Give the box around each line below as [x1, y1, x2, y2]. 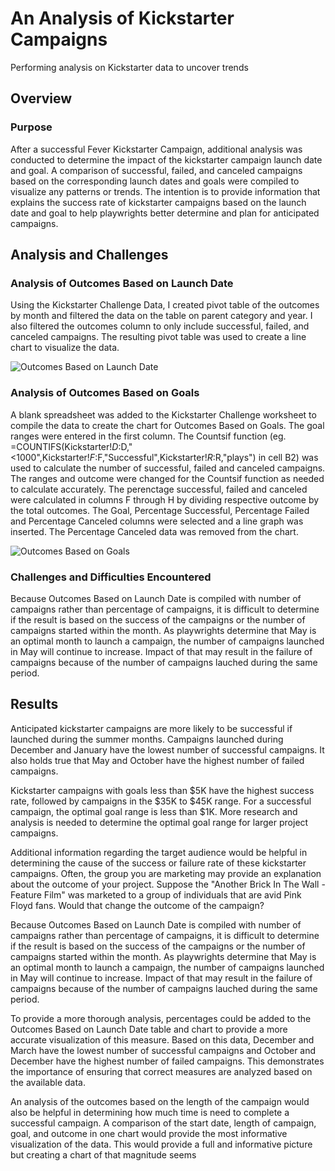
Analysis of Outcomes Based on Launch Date [10, 276, 234, 290]
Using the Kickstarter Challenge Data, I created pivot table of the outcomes [10, 299, 320, 311]
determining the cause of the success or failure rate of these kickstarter [10, 857, 307, 869]
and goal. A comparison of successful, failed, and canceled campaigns [10, 164, 303, 176]
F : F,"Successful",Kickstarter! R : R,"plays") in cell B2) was [89, 451, 319, 463]
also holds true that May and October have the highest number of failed [10, 754, 305, 766]
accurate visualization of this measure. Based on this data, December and [10, 1033, 315, 1046]
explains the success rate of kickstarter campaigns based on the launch [10, 196, 307, 208]
